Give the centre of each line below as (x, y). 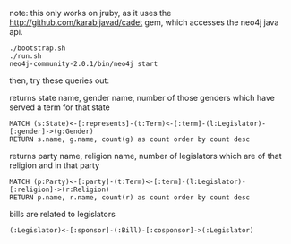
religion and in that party (55, 165)
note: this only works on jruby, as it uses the (90, 13)
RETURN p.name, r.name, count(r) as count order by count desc (130, 198)
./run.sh (26, 56)
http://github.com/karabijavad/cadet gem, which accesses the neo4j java (144, 22)
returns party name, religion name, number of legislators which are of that (145, 156)
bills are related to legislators (63, 214)
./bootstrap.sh (38, 48)
